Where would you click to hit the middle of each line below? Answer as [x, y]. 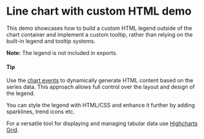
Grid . [13, 130]
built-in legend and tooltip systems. [51, 41]
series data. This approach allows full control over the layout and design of [100, 87]
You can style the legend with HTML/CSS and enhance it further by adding [100, 105]
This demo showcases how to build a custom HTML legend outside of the [99, 28]
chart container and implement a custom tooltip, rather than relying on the [100, 34]
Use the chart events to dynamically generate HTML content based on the [100, 80]
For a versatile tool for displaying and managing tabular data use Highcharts [102, 124]
